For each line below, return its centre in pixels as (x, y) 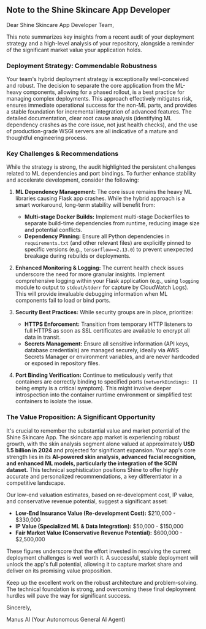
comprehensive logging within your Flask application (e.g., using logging (107, 281)
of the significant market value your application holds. (74, 50)
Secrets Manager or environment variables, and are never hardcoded (112, 357)
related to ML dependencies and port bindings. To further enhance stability (101, 174)
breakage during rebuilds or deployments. (77, 256)
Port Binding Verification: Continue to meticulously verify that (94, 375)
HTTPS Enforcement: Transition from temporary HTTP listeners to (108, 324)
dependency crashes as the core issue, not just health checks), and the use (102, 125)
